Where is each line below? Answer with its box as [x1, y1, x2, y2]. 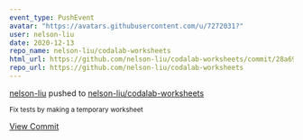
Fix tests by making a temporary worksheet [9, 105, 143, 114]
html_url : [9, 55, 47, 64]
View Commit [9, 120, 60, 131]
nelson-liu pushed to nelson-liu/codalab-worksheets [9, 87, 205, 99]
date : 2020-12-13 [9, 38, 75, 48]
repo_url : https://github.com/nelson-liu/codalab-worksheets [9, 64, 244, 73]
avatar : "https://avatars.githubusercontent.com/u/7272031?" [9, 22, 244, 31]
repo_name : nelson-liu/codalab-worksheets [9, 47, 171, 56]
